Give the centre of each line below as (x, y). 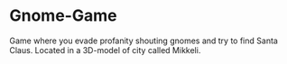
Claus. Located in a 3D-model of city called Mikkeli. (105, 50)
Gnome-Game (63, 16)
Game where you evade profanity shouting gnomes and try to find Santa (143, 41)
